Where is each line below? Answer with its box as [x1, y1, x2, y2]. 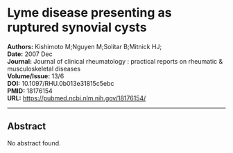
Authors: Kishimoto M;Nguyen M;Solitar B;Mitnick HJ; [7, 42, 162, 51]
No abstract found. [7, 138, 61, 147]
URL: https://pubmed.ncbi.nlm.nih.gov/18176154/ [7, 93, 146, 102]
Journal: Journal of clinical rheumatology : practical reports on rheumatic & [7, 57, 223, 65]
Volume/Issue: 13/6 [7, 71, 64, 80]
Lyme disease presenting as [7, 5, 172, 21]
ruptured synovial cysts [7, 19, 147, 35]
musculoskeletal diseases [7, 64, 81, 73]
